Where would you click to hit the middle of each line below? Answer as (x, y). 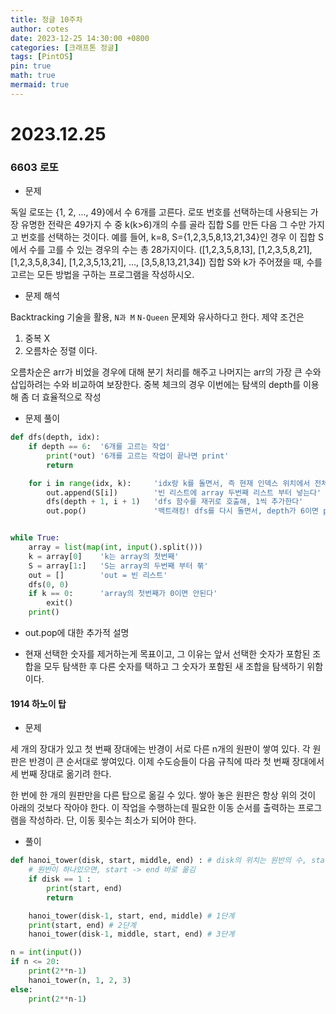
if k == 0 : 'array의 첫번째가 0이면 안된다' (123, 594)
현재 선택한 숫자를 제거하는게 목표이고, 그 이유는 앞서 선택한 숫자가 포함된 (167, 654)
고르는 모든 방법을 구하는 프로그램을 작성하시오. (102, 275)
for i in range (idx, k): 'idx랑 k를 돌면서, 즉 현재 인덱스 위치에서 (169, 483)
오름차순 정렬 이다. (61, 351)
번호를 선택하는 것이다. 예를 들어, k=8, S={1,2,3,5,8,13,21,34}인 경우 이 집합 (168, 237)
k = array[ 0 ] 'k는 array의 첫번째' (104, 556)
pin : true (31, 66)
